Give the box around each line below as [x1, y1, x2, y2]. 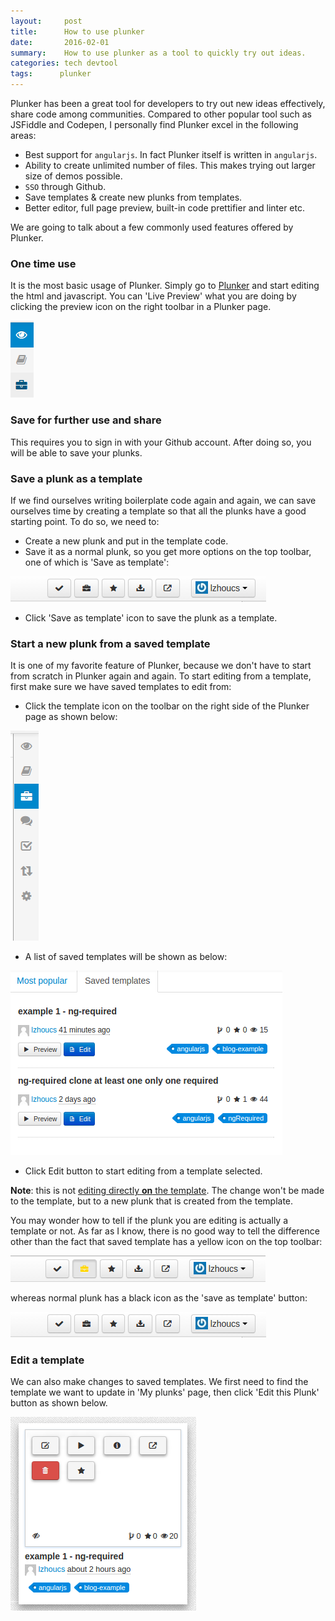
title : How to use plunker [10, 26, 145, 37]
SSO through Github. [24, 181, 107, 192]
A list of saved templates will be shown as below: [24, 951, 228, 963]
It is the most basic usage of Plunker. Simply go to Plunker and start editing [10, 280, 320, 292]
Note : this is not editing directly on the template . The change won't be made [10, 1185, 325, 1197]
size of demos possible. [24, 170, 123, 182]
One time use [10, 256, 77, 270]
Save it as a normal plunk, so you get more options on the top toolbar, [24, 545, 312, 557]
